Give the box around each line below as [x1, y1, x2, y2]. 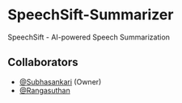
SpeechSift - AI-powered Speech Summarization [7, 32, 171, 42]
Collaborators [7, 56, 78, 69]
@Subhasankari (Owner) [19, 76, 102, 86]
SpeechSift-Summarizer [7, 6, 174, 24]
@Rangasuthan [19, 85, 70, 95]
